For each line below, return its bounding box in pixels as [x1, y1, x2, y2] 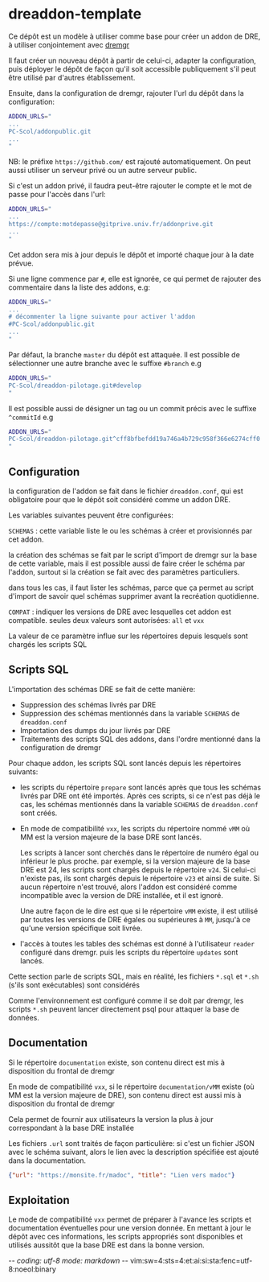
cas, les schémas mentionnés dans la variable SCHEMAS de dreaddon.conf [19, 799, 259, 809]
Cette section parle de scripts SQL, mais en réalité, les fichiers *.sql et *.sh [8, 971, 259, 981]
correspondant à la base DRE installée [8, 1123, 135, 1132]
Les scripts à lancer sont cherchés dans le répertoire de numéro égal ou [19, 847, 259, 857]
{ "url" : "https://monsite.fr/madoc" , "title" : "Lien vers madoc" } [8, 1171, 235, 1179]
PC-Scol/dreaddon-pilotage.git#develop [8, 381, 142, 390]
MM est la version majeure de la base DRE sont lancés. [19, 832, 202, 842]
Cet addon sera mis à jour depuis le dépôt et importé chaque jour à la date [8, 249, 255, 259]
